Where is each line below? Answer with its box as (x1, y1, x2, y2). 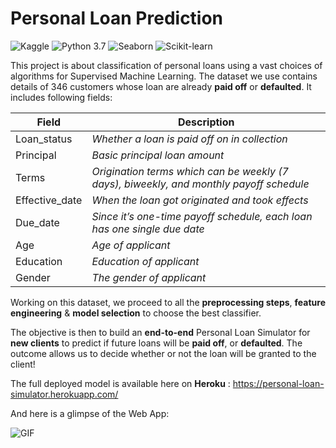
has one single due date (91, 222, 205, 236)
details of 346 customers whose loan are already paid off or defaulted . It (10, 80, 312, 92)
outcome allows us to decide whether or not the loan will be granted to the (10, 347, 317, 359)
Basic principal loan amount (91, 148, 225, 162)
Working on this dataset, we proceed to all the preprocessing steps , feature (10, 296, 326, 308)
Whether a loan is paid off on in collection (91, 132, 288, 146)
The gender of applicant (91, 270, 207, 284)
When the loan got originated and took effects (91, 193, 309, 207)
